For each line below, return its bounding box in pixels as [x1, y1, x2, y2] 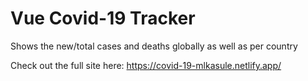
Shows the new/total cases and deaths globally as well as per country [10, 40, 298, 52]
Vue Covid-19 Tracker [10, 7, 196, 30]
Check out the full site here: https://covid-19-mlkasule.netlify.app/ [10, 59, 282, 71]
